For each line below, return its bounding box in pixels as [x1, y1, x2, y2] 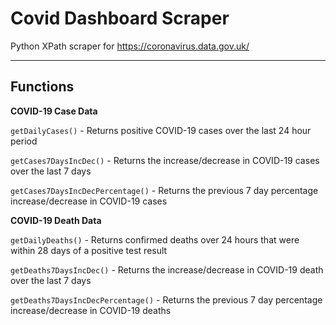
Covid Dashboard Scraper [10, 7, 230, 30]
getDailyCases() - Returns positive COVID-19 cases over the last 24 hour [10, 124, 312, 136]
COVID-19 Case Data [10, 105, 98, 117]
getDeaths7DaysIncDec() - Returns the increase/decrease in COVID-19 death [10, 263, 324, 276]
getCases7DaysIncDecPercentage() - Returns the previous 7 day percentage [10, 184, 319, 196]
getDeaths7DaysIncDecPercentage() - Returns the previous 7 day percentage [10, 293, 323, 306]
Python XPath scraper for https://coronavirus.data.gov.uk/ [10, 40, 250, 52]
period [10, 135, 38, 147]
